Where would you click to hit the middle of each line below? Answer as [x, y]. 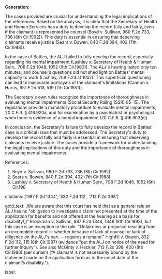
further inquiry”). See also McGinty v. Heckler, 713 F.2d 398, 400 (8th [74, 247]
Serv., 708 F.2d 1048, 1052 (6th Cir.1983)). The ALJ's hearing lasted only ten [81, 67]
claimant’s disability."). [27, 263]
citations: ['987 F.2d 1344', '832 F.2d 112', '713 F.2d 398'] [62, 197]
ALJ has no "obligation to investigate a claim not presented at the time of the [81, 211]
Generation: [17, 7]
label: [10, 272]
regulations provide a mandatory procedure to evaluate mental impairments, [81, 107]
